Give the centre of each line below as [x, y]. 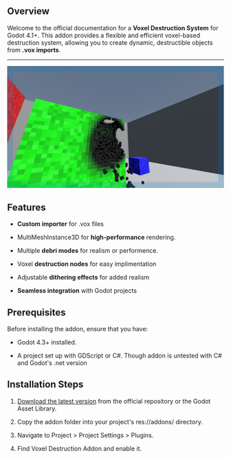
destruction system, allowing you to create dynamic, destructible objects [110, 42]
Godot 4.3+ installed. [47, 342]
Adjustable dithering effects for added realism [83, 278]
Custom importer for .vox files [60, 224]
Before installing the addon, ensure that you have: [78, 329]
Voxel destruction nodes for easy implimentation [87, 264]
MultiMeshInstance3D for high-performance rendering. [96, 238]
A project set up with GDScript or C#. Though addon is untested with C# [119, 355]
